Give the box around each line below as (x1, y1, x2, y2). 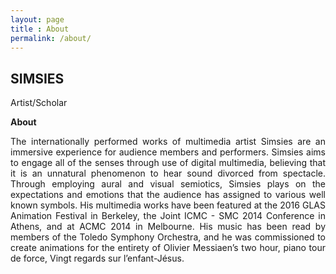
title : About (10, 24, 70, 34)
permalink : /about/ (10, 33, 92, 43)
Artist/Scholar (10, 97, 68, 109)
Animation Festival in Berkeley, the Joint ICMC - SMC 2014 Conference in (10, 210, 326, 222)
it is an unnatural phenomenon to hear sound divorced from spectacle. (10, 167, 326, 180)
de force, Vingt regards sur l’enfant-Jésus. (10, 252, 185, 265)
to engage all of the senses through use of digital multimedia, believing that (10, 157, 326, 169)
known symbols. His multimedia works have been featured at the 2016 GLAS (10, 199, 326, 211)
